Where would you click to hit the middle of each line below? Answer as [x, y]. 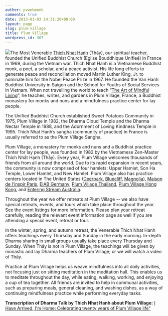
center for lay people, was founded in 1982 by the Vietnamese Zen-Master [82, 152]
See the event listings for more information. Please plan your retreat [75, 210]
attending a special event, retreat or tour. [47, 220]
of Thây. [14, 257]
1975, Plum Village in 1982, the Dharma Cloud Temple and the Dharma [77, 121]
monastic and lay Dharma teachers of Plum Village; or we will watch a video [83, 251]
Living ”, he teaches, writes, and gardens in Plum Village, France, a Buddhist [83, 95]
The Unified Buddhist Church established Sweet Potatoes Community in [79, 115]
